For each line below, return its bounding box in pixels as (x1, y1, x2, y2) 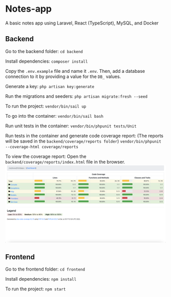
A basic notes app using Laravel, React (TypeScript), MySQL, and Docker (5, 20, 159, 26)
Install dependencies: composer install (5, 58, 88, 64)
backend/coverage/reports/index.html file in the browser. (5, 158, 126, 165)
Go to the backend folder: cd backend (5, 48, 83, 54)
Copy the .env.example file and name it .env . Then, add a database (5, 68, 145, 74)
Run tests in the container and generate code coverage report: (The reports (5, 132, 164, 139)
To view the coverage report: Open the (5, 153, 87, 159)
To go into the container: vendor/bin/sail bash (5, 113, 104, 119)
